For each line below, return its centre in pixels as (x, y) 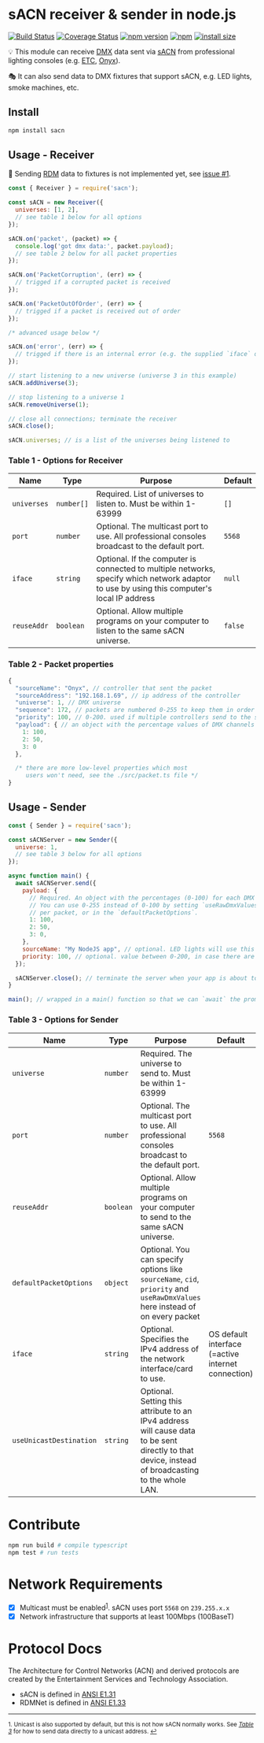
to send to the (166, 1217)
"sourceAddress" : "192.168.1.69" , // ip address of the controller (128, 695)
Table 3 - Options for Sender (64, 1020)
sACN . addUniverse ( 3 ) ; (44, 383)
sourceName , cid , (170, 1279)
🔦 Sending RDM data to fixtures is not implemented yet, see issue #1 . (120, 174)
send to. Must (165, 1073)
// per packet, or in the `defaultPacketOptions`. (114, 912)
